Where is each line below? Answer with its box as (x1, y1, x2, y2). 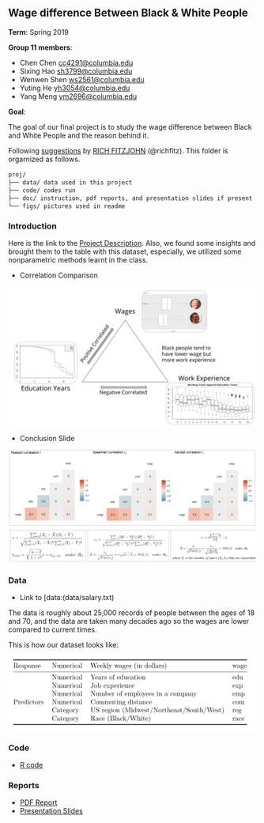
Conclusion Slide (19, 434, 75, 444)
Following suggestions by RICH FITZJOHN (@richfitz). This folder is (8, 145, 228, 155)
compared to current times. (8, 625, 97, 635)
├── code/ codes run (8, 186, 77, 194)
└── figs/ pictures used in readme (8, 202, 126, 210)
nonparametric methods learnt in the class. (8, 255, 149, 265)
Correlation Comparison (19, 270, 99, 280)
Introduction (8, 221, 57, 232)
